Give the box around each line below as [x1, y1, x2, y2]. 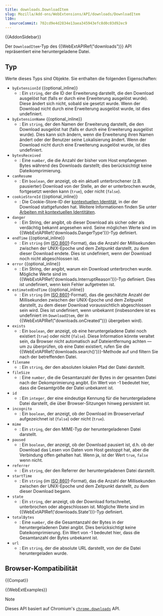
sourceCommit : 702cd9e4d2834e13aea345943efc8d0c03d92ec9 [9, 20, 127, 26]
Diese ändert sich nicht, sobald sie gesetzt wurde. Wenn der [19, 101, 141, 107]
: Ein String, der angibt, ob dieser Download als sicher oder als [19, 219, 145, 225]
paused [12, 437, 26, 443]
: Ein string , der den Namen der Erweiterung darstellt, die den [19, 121, 145, 127]
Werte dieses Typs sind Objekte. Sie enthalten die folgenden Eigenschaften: [5, 76, 157, 82]
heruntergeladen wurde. [19, 550, 68, 556]
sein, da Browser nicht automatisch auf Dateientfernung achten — [19, 339, 152, 344]
